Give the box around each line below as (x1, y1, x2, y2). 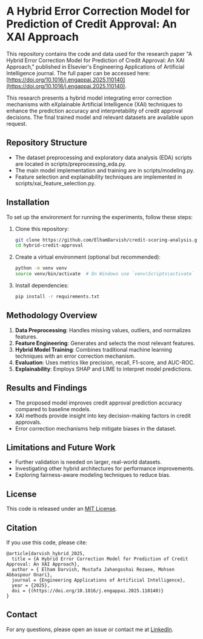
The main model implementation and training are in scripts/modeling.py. (15, 166, 195, 174)
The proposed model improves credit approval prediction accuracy (15, 399, 182, 406)
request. (6, 120, 27, 127)
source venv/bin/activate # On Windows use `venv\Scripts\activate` (15, 271, 195, 277)
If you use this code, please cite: (6, 539, 88, 546)
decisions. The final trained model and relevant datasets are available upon (6, 114, 194, 121)
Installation (6, 197, 50, 208)
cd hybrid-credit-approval (15, 242, 84, 248)
